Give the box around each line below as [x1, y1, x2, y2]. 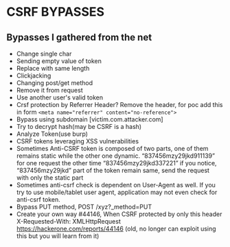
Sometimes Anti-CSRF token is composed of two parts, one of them [16, 145, 209, 152]
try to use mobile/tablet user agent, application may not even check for [16, 188, 218, 196]
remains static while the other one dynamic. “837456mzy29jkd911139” [16, 152, 216, 160]
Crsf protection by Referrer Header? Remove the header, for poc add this [16, 101, 223, 108]
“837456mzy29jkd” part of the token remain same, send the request [16, 166, 210, 174]
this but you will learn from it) [16, 232, 100, 240]
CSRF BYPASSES [6, 4, 104, 20]
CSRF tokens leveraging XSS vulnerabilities [16, 137, 139, 145]
